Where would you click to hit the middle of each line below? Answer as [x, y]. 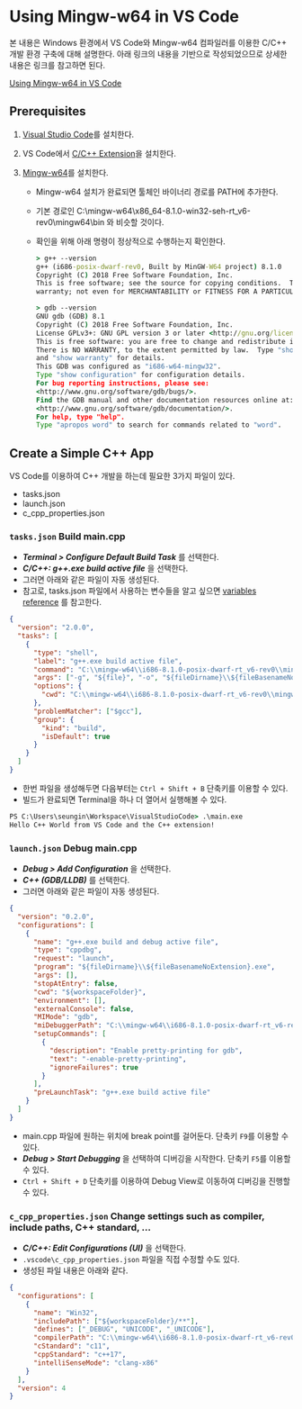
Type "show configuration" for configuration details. [140, 375]
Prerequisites [48, 111]
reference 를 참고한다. [62, 602]
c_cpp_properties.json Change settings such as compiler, [137, 1215]
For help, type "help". [80, 417]
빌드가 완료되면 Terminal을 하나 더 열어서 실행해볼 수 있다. [124, 799]
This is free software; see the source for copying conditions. [159, 284]
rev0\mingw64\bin [70, 221]
